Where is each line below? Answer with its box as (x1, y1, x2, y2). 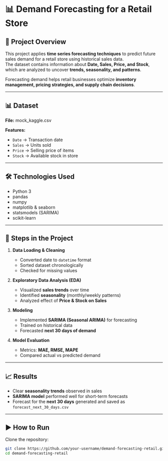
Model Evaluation (12, 337, 50, 343)
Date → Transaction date (12, 137, 63, 143)
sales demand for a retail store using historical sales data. (5, 56, 124, 62)
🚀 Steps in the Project (5, 234, 73, 243)
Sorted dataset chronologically (19, 262, 83, 268)
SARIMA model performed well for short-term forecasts (12, 393, 128, 399)
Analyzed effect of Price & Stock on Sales (19, 298, 107, 304)
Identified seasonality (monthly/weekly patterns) (19, 292, 121, 298)
